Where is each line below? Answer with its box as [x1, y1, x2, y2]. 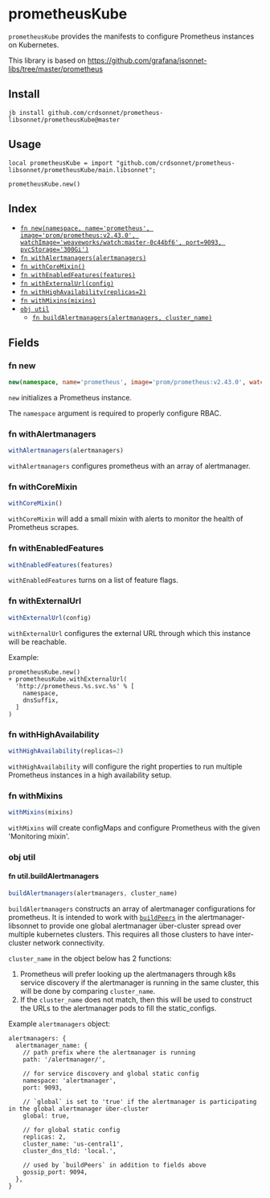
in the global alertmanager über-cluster [8, 1105, 149, 1113]
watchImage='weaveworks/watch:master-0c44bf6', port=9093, [19, 239, 223, 247]
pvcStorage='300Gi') [19, 246, 89, 254]
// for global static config [22, 1126, 121, 1134]
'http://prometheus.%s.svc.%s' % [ [15, 682, 135, 690]
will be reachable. [8, 637, 67, 646]
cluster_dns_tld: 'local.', [22, 1147, 117, 1155]
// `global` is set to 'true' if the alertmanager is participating [22, 1097, 257, 1106]
